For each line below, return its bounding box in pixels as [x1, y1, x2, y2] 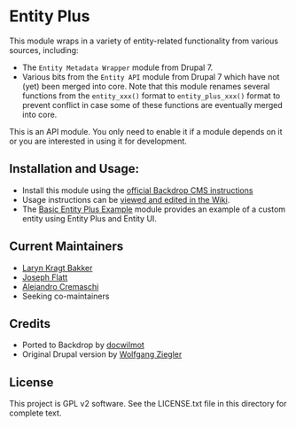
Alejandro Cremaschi [21, 281, 99, 291]
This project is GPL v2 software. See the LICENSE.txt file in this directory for [9, 399, 287, 409]
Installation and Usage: [9, 161, 140, 176]
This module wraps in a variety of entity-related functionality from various [9, 35, 279, 46]
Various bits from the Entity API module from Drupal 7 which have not [21, 71, 280, 82]
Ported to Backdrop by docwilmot [21, 339, 144, 351]
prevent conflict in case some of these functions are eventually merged [21, 99, 284, 110]
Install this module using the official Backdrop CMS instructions [21, 184, 253, 196]
